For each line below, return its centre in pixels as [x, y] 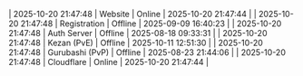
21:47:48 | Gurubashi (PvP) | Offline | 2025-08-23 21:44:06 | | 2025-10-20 [147, 52]
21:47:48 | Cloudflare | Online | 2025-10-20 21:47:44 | [109, 62]
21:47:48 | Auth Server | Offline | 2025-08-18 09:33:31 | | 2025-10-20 [138, 33]
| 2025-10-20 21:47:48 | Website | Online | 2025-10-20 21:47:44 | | [133, 14]
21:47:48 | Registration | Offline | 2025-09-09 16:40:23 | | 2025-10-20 [151, 24]
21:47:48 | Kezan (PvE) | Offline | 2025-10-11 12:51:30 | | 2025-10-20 [136, 43]
